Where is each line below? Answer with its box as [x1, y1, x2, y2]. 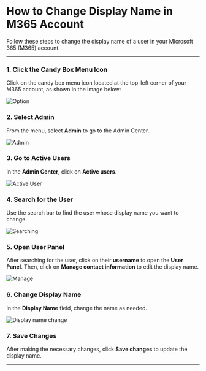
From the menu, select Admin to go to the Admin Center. [6, 127, 150, 134]
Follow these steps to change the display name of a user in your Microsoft [6, 37, 193, 45]
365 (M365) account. [6, 44, 60, 52]
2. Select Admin [6, 113, 55, 121]
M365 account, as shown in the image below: [6, 86, 121, 93]
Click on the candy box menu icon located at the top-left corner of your [6, 79, 187, 86]
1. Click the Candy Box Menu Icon [6, 65, 108, 74]
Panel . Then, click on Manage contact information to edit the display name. [6, 263, 199, 270]
